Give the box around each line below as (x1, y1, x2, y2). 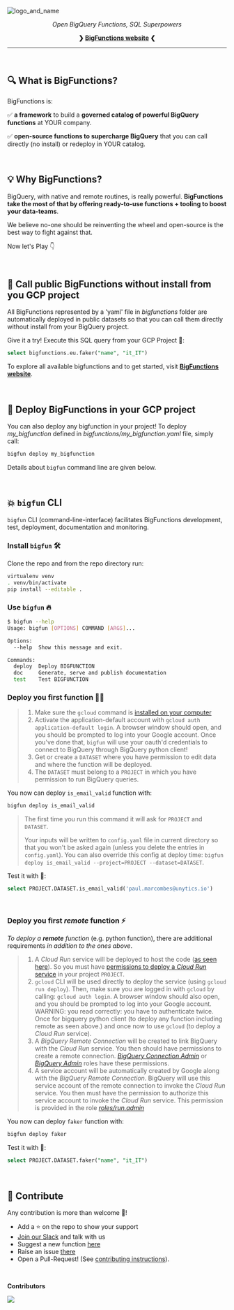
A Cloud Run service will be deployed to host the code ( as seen (34, 955, 217, 964)
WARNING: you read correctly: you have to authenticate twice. (34, 1007, 214, 1016)
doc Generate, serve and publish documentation (13, 670, 167, 677)
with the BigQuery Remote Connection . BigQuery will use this (34, 1074, 211, 1083)
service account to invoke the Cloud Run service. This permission (34, 1096, 224, 1104)
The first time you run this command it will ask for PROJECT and (24, 815, 203, 823)
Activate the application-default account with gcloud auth (34, 716, 201, 724)
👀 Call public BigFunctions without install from (7, 278, 212, 290)
